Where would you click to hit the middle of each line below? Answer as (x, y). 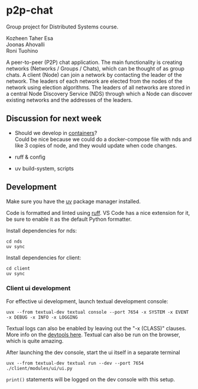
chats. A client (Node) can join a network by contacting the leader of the (94, 75)
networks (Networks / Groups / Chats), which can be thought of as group (95, 68)
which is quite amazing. (35, 340)
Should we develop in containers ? (56, 133)
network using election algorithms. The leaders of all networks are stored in (98, 87)
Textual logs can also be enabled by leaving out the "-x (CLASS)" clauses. (96, 328)
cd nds (14, 241)
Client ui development (38, 288)
